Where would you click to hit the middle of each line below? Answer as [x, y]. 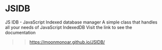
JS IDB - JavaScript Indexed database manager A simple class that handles [81, 22]
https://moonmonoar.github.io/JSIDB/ [67, 42]
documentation [20, 32]
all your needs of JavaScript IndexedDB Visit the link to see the [69, 27]
